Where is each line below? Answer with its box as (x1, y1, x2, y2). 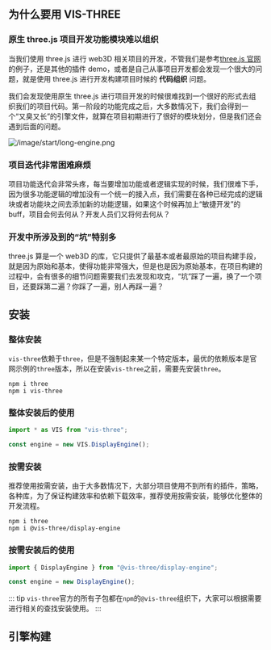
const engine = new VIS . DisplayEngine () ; (8, 441, 150, 449)
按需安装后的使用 (8, 544, 75, 556)
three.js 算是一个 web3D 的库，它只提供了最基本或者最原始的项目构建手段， (8, 251, 261, 261)
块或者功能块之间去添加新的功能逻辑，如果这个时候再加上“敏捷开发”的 (8, 199, 241, 208)
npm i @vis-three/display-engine (8, 524, 121, 533)
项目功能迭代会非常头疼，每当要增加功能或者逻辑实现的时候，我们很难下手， (8, 178, 263, 188)
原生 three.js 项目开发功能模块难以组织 (8, 34, 159, 45)
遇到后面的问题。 (8, 121, 65, 131)
